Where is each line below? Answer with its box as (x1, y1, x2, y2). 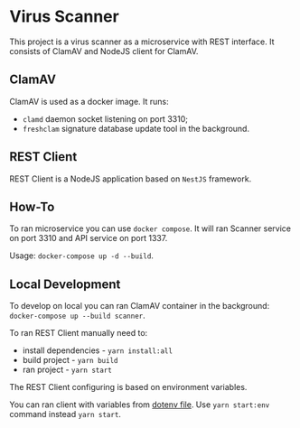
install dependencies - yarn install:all (22, 345, 173, 356)
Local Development (9, 276, 121, 292)
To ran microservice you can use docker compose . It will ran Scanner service (9, 223, 292, 234)
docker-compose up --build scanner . (9, 310, 146, 321)
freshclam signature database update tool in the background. (22, 123, 250, 134)
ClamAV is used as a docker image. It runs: (9, 96, 169, 107)
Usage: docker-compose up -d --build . (9, 250, 154, 261)
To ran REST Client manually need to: (9, 328, 148, 339)
